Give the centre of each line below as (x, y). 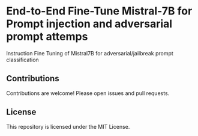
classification (22, 60)
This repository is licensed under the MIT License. (68, 126)
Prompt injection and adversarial (89, 24)
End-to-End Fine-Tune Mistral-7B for (99, 11)
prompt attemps (47, 37)
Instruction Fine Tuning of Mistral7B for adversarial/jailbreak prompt (90, 53)
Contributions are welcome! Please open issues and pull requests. (88, 93)
